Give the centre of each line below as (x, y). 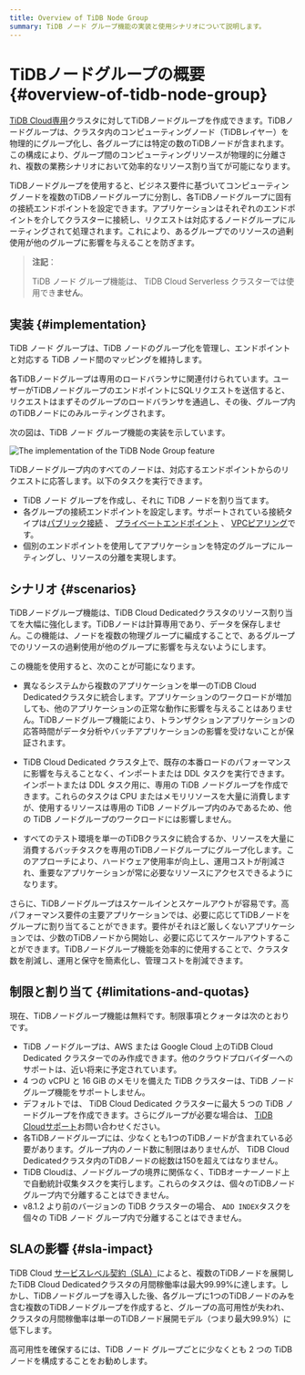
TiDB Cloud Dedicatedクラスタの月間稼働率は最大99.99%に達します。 (149, 1284)
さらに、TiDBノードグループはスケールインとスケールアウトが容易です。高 (149, 903)
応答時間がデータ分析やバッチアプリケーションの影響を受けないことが (154, 732)
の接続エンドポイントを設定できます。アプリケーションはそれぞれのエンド (149, 208)
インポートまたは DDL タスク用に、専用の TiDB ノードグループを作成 (152, 785)
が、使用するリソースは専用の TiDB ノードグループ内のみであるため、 (153, 807)
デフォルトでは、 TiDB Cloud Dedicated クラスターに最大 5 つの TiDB (153, 1103)
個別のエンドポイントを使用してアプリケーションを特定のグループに (150, 546)
